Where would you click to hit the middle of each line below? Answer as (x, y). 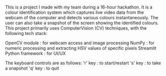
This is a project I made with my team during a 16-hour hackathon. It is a (79, 7)
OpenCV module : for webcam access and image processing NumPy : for (80, 43)
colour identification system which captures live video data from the (75, 12)
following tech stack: (27, 33)
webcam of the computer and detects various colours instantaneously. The (82, 18)
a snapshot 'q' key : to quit (32, 68)
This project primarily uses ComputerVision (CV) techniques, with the (76, 28)
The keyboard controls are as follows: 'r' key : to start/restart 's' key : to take (83, 63)
